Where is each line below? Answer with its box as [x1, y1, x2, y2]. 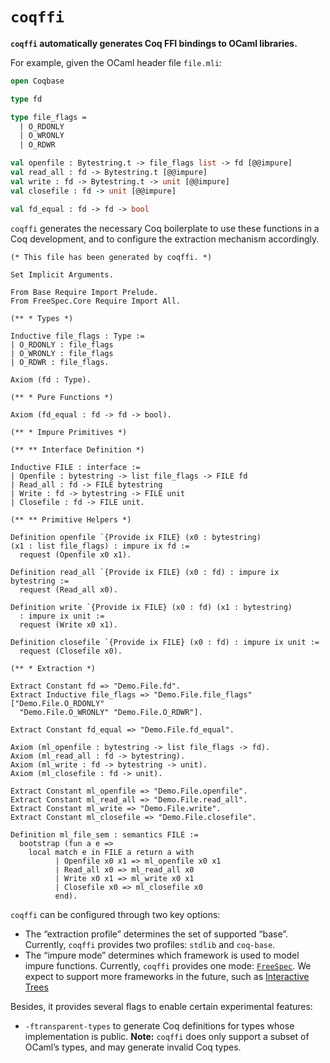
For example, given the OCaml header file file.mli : [10, 56, 223, 68]
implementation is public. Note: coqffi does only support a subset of [24, 1030, 310, 1042]
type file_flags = [10, 112, 87, 122]
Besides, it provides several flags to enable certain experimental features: [10, 1000, 313, 1012]
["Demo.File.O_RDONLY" [10, 698, 105, 708]
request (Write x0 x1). [19, 619, 118, 630]
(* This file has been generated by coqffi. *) [10, 252, 213, 262]
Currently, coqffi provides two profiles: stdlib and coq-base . [24, 938, 276, 950]
